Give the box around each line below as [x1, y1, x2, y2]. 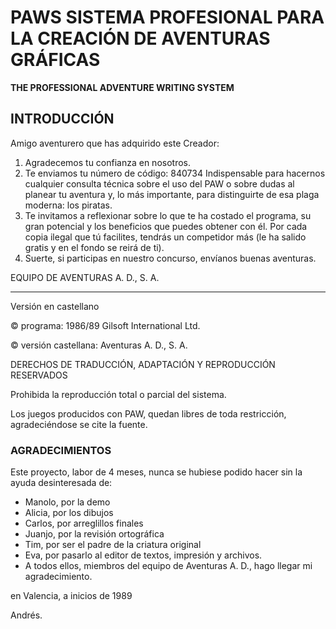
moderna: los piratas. [24, 199, 113, 211]
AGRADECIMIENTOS [10, 443, 112, 457]
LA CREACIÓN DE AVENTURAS [10, 27, 271, 50]
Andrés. [10, 609, 43, 621]
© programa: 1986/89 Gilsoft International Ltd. [10, 319, 201, 331]
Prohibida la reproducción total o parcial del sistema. [10, 388, 227, 400]
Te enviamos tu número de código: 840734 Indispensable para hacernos [24, 167, 326, 179]
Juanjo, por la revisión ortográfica [24, 528, 165, 540]
